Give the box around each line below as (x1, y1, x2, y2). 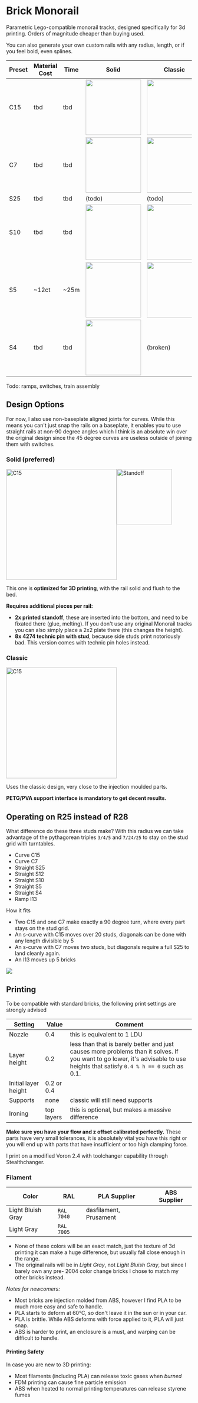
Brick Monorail (6, 4, 80, 18)
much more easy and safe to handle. (14, 1303, 104, 1310)
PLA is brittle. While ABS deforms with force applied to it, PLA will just (14, 1315, 184, 1323)
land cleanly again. (14, 950, 61, 957)
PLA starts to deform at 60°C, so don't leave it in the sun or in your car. (14, 1310, 187, 1317)
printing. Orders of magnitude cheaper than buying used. (6, 30, 145, 37)
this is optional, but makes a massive (70, 1106, 171, 1114)
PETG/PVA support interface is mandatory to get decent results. (6, 795, 167, 802)
